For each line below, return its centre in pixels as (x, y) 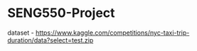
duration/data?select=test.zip (50, 40)
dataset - (21, 33)
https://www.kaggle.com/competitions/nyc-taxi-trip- (112, 33)
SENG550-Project (61, 13)
